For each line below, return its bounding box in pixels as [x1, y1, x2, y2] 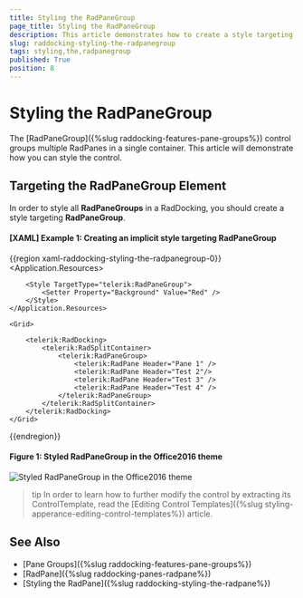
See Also [9, 535, 61, 550]
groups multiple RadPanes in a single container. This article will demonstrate [9, 142, 294, 153]
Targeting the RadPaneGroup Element [9, 178, 227, 194]
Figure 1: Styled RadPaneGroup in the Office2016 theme [9, 451, 223, 462]
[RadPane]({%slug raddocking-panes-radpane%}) [22, 568, 212, 579]
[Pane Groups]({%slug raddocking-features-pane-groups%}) [22, 558, 252, 569]
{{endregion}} [9, 430, 62, 441]
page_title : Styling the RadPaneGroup [9, 22, 156, 31]
